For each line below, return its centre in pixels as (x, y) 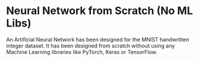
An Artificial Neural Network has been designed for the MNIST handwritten (98, 39)
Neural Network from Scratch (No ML (99, 11)
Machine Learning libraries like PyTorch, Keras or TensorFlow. (82, 52)
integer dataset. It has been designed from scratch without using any (91, 46)
